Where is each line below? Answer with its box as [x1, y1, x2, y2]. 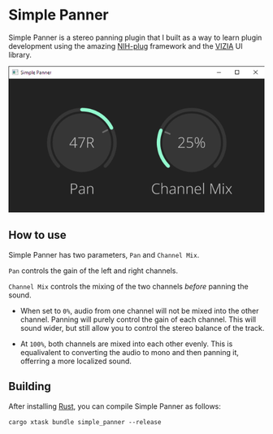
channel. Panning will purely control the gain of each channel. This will [19, 315, 257, 324]
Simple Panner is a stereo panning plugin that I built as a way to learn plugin [8, 33, 262, 42]
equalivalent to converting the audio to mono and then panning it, [19, 347, 240, 357]
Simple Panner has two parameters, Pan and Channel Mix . [8, 250, 200, 259]
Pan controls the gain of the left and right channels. [8, 266, 179, 276]
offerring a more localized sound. [19, 356, 132, 366]
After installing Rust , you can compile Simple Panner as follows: [8, 401, 222, 411]
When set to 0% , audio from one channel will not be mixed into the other [19, 306, 259, 315]
